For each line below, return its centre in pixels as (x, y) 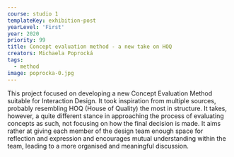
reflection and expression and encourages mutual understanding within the (117, 138)
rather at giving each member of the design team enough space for (105, 131)
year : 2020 (23, 34)
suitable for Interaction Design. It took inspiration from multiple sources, (112, 100)
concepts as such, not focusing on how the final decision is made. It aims (114, 123)
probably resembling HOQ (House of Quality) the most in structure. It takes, (117, 108)
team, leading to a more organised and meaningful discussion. (98, 146)
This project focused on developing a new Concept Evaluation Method (110, 93)
